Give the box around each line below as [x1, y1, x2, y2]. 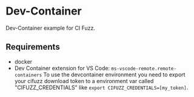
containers [14, 72, 42, 78]
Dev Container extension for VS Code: [14, 64, 110, 72]
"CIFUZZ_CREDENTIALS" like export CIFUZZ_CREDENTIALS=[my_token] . [14, 84, 189, 91]
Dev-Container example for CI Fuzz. [5, 24, 95, 32]
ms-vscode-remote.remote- [111, 65, 177, 72]
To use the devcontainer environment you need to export [43, 71, 186, 78]
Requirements [5, 42, 60, 52]
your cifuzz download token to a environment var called [14, 77, 154, 84]
